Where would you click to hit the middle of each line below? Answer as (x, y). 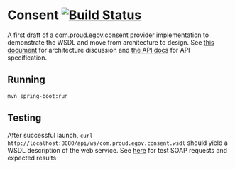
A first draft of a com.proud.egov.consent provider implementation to (108, 35)
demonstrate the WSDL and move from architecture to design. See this (111, 42)
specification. (27, 58)
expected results (32, 158)
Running (27, 80)
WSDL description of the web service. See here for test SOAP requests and (117, 150)
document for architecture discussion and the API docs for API (99, 50)
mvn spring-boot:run (38, 96)
